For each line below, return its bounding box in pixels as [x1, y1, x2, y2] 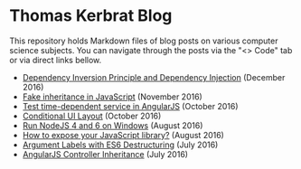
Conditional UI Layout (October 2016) [22, 110, 162, 121]
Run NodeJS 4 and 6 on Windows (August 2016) [22, 119, 203, 131]
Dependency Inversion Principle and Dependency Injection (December [22, 71, 286, 82]
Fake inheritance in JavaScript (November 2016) [22, 91, 203, 102]
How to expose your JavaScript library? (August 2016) [22, 129, 224, 140]
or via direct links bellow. [9, 54, 102, 65]
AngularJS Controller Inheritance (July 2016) [22, 148, 188, 159]
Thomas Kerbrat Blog [9, 5, 173, 26]
